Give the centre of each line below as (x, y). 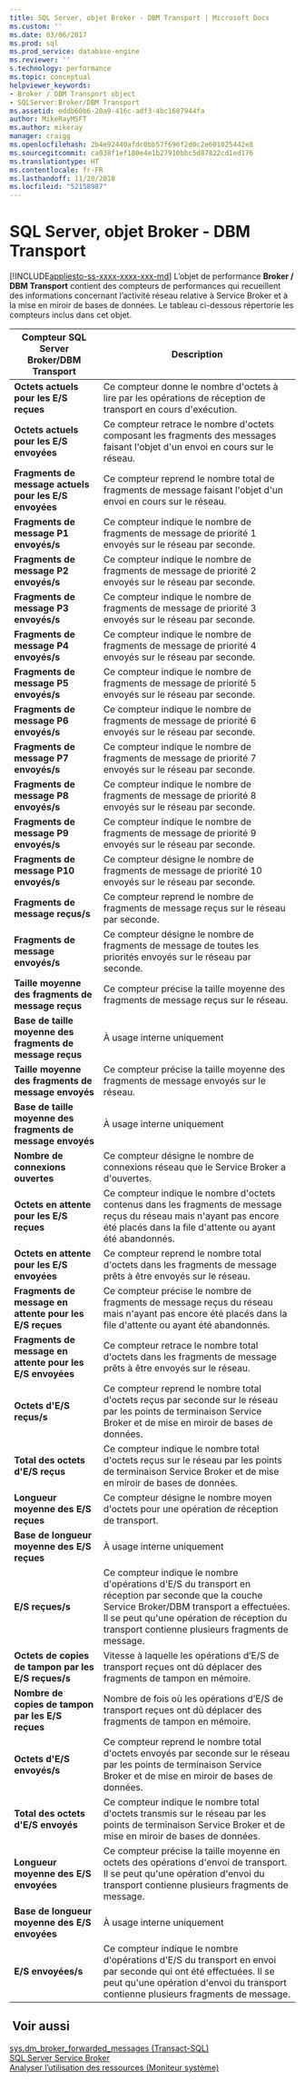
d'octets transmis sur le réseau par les (184, 1814)
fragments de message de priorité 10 (183, 871)
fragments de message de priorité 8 (180, 796)
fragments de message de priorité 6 (180, 721)
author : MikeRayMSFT (49, 119)
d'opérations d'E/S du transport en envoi (190, 1960)
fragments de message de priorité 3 (180, 608)
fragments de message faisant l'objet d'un (193, 490)
